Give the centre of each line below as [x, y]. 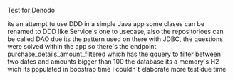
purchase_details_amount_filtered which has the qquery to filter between [114, 54]
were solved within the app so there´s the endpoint [82, 46]
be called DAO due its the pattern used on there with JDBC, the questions [115, 39]
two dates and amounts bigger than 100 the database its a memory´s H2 [113, 62]
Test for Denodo [31, 10]
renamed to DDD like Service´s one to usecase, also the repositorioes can [115, 32]
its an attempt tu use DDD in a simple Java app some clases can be [106, 24]
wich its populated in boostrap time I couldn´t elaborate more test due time [117, 69]
